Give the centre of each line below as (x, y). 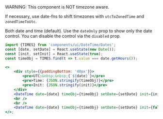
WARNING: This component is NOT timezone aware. (57, 7)
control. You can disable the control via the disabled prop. (63, 36)
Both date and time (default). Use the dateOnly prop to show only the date (79, 31)
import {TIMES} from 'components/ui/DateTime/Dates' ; (61, 45)
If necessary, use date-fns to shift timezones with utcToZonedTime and (75, 16)
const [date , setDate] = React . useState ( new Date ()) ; (61, 49)
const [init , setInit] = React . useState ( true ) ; (54, 54)
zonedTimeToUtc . (21, 22)
